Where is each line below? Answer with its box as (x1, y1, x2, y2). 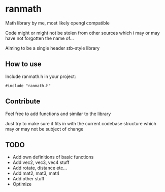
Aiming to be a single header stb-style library (5, 45, 100, 51)
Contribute (5, 97, 41, 106)
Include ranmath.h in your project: (5, 73, 76, 79)
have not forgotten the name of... (5, 35, 74, 41)
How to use (5, 60, 42, 69)
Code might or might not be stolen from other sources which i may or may (5, 30, 160, 36)
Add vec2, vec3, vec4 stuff (12, 159, 70, 166)
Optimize (12, 181, 32, 187)
